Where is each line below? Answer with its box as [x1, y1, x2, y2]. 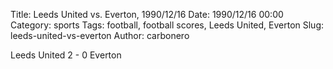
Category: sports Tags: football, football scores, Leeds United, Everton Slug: [10, 19, 325, 31]
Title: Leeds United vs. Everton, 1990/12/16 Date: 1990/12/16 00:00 [10, 9, 284, 20]
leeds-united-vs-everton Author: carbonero [10, 30, 190, 41]
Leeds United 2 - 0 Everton [10, 49, 122, 61]
